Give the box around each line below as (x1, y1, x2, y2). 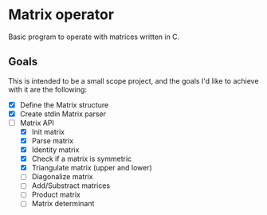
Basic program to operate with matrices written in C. (8, 32, 180, 41)
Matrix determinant (31, 199, 95, 209)
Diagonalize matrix (31, 172, 93, 182)
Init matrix (31, 127, 65, 136)
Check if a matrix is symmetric (31, 154, 132, 164)
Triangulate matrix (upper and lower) (31, 163, 153, 173)
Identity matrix (31, 145, 80, 154)
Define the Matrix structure (19, 100, 109, 109)
